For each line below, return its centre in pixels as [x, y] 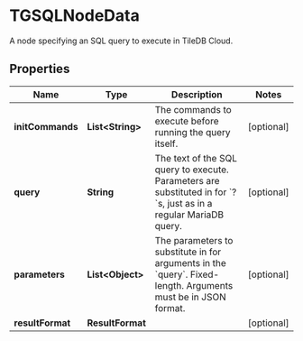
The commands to [193, 109]
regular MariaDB [189, 215]
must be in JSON [191, 297]
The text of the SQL [196, 158]
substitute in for [188, 252]
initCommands [46, 126]
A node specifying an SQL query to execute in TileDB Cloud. [121, 41]
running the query [193, 132]
